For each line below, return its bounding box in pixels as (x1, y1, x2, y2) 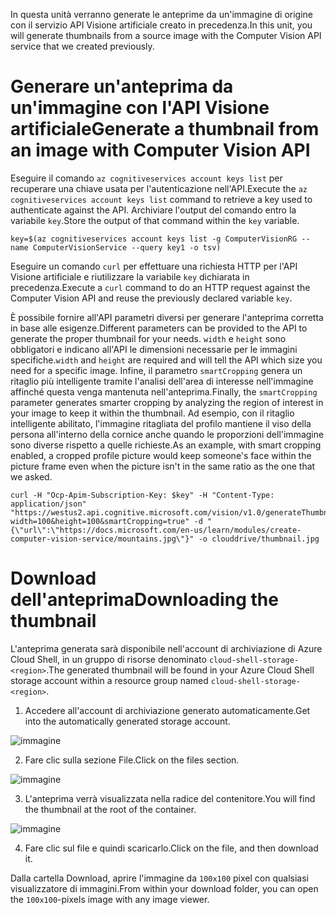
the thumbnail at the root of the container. (24, 803, 197, 815)
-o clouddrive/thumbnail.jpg (198, 534, 320, 544)
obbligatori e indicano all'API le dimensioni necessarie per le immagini (10, 343, 298, 355)
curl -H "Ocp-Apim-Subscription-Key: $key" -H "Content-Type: (10, 490, 275, 500)
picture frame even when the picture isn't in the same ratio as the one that (10, 460, 316, 472)
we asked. (10, 470, 53, 483)
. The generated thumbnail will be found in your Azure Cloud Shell (46, 664, 315, 676)
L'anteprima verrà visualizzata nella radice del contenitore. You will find (24, 792, 316, 804)
